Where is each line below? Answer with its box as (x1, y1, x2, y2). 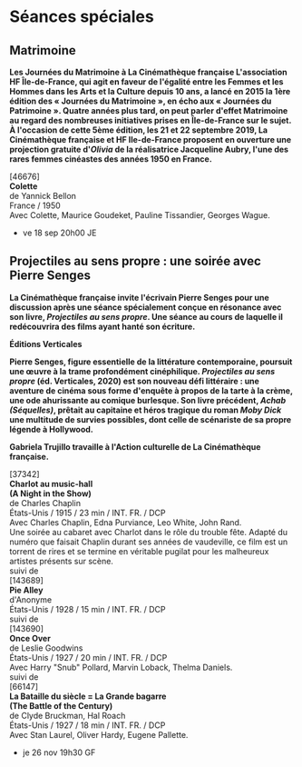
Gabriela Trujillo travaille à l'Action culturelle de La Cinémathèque (9, 441, 261, 452)
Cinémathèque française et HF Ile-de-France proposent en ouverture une (9, 134, 292, 144)
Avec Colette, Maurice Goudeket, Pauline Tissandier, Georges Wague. (9, 210, 270, 220)
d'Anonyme (9, 593, 53, 605)
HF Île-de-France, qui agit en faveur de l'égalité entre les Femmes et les (9, 76, 284, 87)
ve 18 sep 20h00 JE (22, 227, 97, 238)
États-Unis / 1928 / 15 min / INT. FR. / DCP (9, 603, 166, 614)
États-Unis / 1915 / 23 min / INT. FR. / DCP (9, 507, 166, 518)
